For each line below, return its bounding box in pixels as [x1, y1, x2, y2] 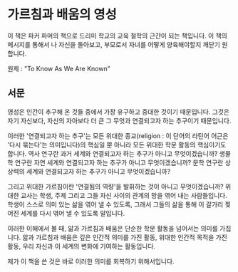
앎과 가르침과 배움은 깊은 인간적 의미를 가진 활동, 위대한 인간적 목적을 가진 [22, 233, 228, 241]
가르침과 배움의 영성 [7, 6, 118, 23]
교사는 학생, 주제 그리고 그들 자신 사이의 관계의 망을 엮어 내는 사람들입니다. [20, 191, 228, 199]
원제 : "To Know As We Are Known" [7, 64, 110, 73]
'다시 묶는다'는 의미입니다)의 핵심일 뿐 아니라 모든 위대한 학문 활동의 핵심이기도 [7, 140, 227, 149]
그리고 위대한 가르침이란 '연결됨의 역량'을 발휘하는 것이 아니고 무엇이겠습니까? [7, 182, 224, 191]
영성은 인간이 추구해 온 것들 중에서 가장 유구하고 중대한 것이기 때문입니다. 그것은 [7, 108, 230, 116]
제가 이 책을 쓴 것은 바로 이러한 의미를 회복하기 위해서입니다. [7, 257, 175, 266]
